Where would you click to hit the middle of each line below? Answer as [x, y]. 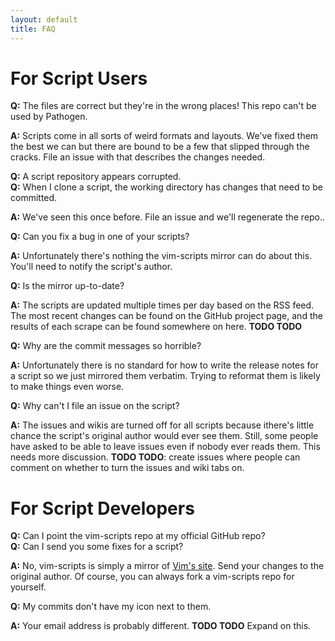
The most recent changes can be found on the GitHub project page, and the [166, 316]
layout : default [44, 19]
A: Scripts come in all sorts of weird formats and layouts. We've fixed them [164, 136]
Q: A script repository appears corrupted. [96, 177]
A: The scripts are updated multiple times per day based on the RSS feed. [162, 305]
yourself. [28, 587]
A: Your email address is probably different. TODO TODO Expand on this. [161, 626]
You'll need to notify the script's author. [91, 267]
